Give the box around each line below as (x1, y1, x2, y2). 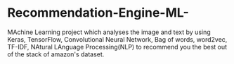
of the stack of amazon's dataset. (7, 50, 105, 58)
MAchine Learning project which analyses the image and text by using (7, 28, 211, 36)
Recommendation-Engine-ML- (7, 5, 190, 21)
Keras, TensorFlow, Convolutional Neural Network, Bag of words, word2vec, (7, 35, 228, 43)
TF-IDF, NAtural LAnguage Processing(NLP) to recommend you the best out (7, 42, 227, 51)
